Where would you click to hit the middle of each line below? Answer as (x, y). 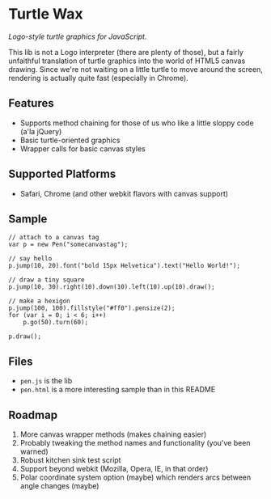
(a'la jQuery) (41, 131)
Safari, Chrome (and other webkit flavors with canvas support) (124, 193)
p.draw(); (25, 336)
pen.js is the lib (46, 381)
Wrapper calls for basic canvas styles (83, 148)
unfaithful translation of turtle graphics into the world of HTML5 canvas (127, 61)
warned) (34, 451)
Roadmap (33, 414)
